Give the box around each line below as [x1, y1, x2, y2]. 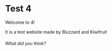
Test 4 [5, 3, 32, 14]
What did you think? [5, 40, 46, 46]
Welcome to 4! [5, 19, 35, 25]
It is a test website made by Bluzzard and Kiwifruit [5, 29, 108, 35]
